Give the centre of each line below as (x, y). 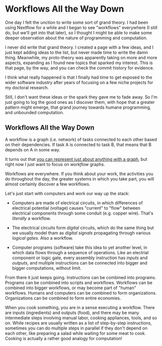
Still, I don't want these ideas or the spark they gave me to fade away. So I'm (81, 97)
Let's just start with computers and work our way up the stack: (67, 193)
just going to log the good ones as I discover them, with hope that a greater (80, 102)
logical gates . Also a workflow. (43, 238)
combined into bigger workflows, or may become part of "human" (71, 288)
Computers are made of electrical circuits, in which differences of (77, 203)
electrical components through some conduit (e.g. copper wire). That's (83, 213)
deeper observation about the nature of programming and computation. (76, 38)
